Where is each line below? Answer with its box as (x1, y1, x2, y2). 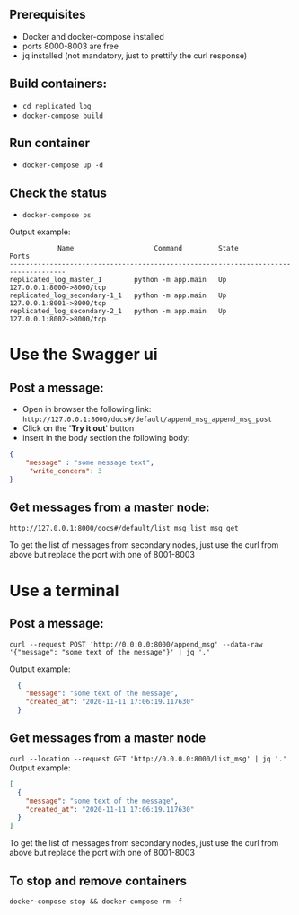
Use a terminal (9, 580, 119, 601)
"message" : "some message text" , (25, 458, 154, 468)
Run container (9, 136, 91, 151)
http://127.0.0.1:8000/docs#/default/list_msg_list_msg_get (9, 523, 240, 532)
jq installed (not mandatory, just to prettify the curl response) (22, 49, 248, 61)
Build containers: (9, 76, 108, 92)
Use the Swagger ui (9, 345, 158, 365)
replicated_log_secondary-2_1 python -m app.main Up (9, 307, 227, 316)
